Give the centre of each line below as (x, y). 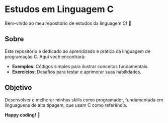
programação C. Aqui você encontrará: (45, 56)
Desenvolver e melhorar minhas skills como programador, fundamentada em (84, 100)
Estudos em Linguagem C (59, 9)
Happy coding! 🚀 (22, 115)
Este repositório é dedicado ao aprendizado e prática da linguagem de (78, 51)
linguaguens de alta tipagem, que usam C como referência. (66, 105)
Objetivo (18, 87)
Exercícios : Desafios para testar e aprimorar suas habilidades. (77, 72)
